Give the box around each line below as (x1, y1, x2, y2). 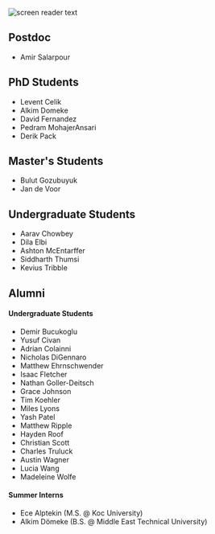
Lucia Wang (19, 463, 60, 473)
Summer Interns (8, 491, 64, 500)
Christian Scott (19, 437, 70, 447)
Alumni (8, 286, 46, 300)
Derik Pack (19, 131, 56, 141)
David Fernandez (19, 113, 77, 124)
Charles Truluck (19, 446, 73, 456)
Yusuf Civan (19, 335, 61, 345)
